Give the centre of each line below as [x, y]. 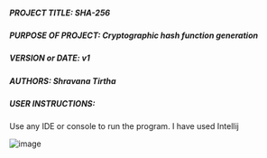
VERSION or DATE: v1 [50, 58]
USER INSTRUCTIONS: [52, 104]
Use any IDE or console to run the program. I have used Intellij [124, 126]
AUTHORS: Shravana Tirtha [63, 80]
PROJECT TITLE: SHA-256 [60, 13]
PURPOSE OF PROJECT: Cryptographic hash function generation [134, 35]
